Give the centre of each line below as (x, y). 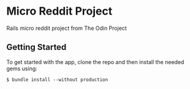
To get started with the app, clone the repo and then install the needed (95, 62)
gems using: (22, 68)
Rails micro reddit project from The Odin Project (66, 28)
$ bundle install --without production (57, 80)
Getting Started (36, 47)
